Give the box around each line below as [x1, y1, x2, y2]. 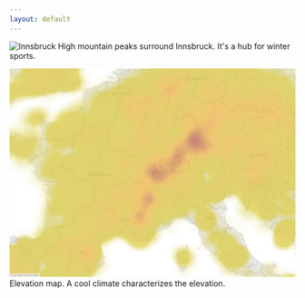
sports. [9, 50, 36, 61]
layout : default [9, 14, 71, 24]
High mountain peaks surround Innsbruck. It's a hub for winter [57, 41, 290, 52]
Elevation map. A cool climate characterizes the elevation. [9, 277, 226, 289]
